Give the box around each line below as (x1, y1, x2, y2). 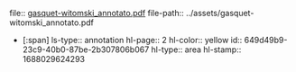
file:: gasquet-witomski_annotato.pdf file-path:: (9, 8, 185, 18)
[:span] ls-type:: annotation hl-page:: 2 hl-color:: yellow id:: (22, 35, 243, 45)
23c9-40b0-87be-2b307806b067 (22, 44, 150, 55)
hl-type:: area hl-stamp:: (151, 44, 242, 55)
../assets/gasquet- (185, 8, 254, 18)
